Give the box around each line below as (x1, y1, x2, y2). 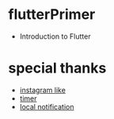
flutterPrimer (8, 6, 96, 24)
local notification (19, 102, 74, 111)
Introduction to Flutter (19, 32, 91, 41)
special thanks (8, 59, 107, 77)
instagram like (19, 85, 66, 95)
